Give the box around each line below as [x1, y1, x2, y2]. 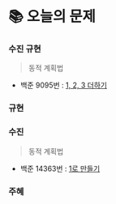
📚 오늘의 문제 [8, 7, 96, 26]
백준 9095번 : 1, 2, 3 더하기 [19, 80, 108, 90]
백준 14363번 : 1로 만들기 [19, 164, 101, 173]
